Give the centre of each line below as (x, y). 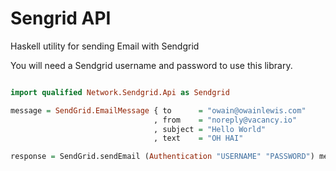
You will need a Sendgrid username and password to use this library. (151, 65)
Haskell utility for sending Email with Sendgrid (105, 46)
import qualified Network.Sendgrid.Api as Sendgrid (120, 92)
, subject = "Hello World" (210, 129)
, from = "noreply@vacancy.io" (225, 120)
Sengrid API (61, 18)
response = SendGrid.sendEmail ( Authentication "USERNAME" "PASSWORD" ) (162, 157)
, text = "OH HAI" (198, 138)
